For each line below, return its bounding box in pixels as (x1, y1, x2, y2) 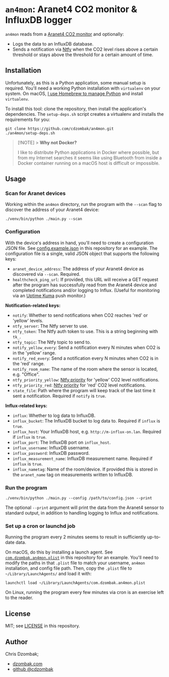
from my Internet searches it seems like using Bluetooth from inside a (17, 154, 162, 160)
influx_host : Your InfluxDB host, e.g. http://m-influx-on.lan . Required (12, 429, 161, 435)
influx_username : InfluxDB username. (12, 444, 90, 451)
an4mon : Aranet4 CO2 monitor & (5, 4, 138, 15)
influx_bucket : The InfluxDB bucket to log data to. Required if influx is (12, 417, 160, 424)
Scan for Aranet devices (5, 190, 66, 197)
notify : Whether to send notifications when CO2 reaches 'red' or (12, 312, 148, 318)
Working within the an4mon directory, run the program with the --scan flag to (5, 201, 162, 207)
